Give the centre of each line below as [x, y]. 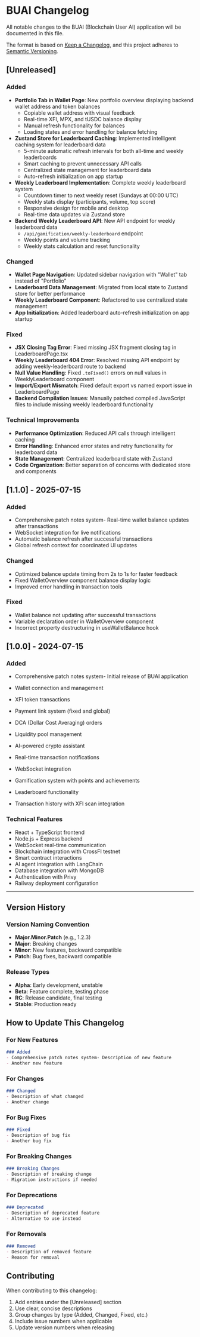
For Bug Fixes [26, 1117]
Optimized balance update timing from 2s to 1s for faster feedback [96, 574]
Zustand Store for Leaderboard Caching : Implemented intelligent [96, 138]
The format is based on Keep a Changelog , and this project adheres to [92, 45]
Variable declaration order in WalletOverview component [84, 621]
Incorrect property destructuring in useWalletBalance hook [87, 627]
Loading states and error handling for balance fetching [90, 131]
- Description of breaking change [49, 1175]
